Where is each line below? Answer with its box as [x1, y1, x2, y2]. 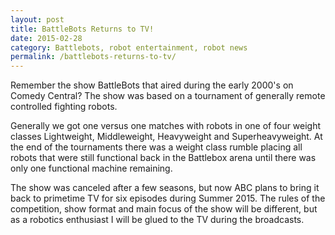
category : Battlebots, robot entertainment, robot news [10, 42, 248, 53]
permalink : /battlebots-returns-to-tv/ [10, 52, 177, 62]
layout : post [10, 14, 65, 25]
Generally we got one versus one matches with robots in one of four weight [10, 120, 322, 132]
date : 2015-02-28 [10, 33, 83, 43]
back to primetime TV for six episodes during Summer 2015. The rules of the [10, 192, 326, 205]
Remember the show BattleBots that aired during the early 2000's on [10, 79, 294, 91]
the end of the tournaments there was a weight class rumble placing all [10, 141, 303, 153]
